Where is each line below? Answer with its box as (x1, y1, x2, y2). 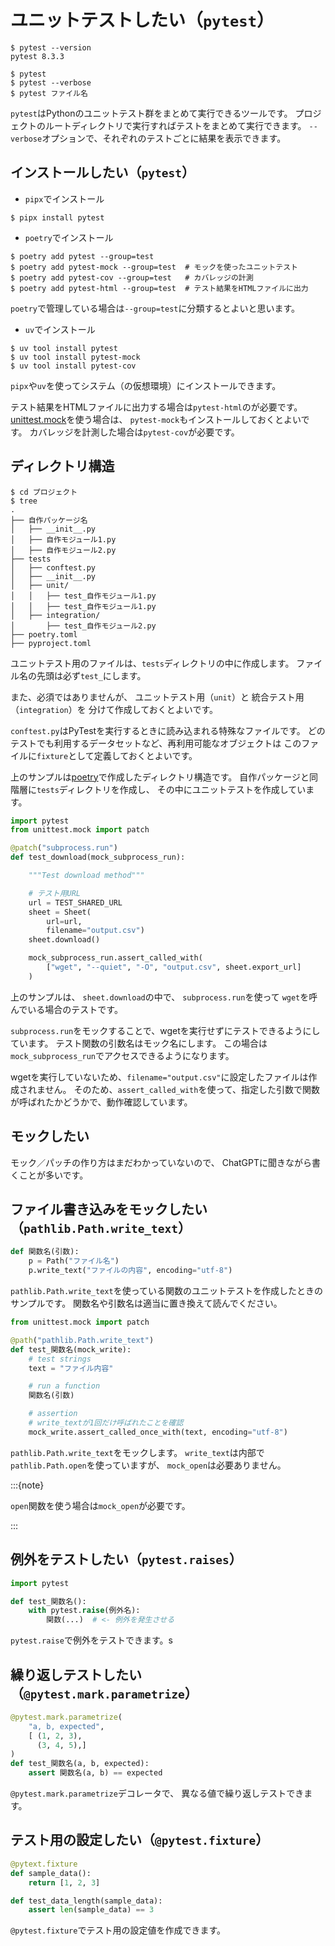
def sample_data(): (10, 1868, 92, 1878)
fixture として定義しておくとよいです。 (36, 749, 198, 761)
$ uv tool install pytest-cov (10, 361, 137, 371)
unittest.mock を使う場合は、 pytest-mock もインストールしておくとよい (10, 413, 302, 425)
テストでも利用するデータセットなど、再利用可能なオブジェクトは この (10, 737, 302, 749)
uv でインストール (24, 323, 96, 335)
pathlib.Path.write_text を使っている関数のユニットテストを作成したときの (10, 1285, 323, 1297)
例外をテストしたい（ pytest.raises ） (10, 1551, 243, 1568)
